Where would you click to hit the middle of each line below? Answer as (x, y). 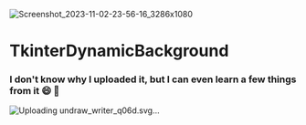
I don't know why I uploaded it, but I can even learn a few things (153, 79)
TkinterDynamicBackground (119, 51)
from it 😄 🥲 (35, 91)
